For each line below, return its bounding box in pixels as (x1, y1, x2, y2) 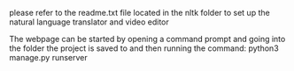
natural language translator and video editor (9, 17, 170, 27)
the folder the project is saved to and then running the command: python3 (9, 43, 279, 53)
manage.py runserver (9, 53, 89, 62)
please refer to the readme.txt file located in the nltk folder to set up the (9, 8, 270, 18)
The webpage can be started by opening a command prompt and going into (9, 34, 286, 44)
